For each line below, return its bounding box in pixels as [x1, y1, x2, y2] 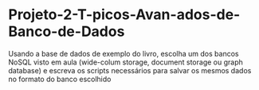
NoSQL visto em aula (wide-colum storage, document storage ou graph [8, 57, 243, 67]
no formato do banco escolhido [8, 74, 112, 84]
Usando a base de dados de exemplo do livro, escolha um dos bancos [8, 49, 239, 58]
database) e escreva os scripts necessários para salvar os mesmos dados [8, 65, 252, 75]
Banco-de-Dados [8, 22, 125, 41]
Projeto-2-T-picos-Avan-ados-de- [8, 6, 241, 24]
